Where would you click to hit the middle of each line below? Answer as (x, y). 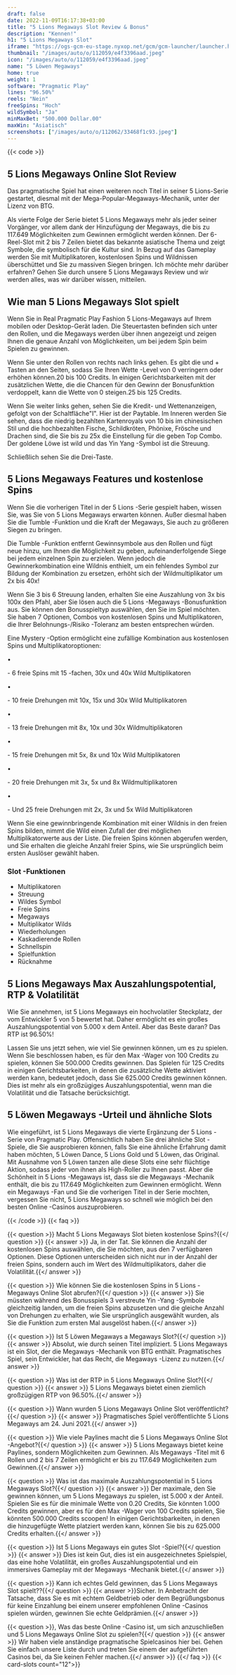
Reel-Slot (21, 242)
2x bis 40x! (24, 581)
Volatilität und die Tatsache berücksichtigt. (69, 1093)
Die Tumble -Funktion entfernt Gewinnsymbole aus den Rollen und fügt (110, 543)
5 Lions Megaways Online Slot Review (92, 174)
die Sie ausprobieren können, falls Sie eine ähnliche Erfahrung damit (127, 1147)
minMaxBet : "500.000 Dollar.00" (54, 118)
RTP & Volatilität (43, 995)
